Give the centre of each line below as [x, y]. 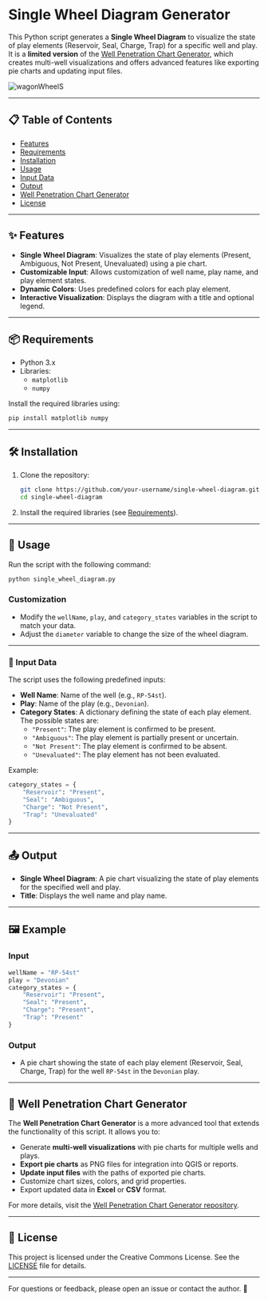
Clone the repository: [55, 475]
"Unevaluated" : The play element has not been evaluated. [126, 755]
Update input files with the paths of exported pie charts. [112, 1172]
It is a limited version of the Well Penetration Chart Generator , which [121, 54]
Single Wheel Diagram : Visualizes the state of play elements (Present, [135, 254]
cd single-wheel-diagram [61, 497]
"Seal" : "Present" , [55, 1003]
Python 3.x [37, 362]
